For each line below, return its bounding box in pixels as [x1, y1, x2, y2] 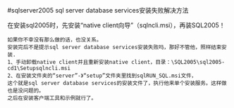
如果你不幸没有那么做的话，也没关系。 [7, 36, 102, 43]
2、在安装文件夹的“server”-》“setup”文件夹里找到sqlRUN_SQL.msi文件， [7, 72, 197, 79]
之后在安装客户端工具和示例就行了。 [7, 95, 97, 102]
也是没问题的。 [7, 87, 44, 94]
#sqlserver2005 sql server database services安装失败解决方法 [7, 6, 189, 14]
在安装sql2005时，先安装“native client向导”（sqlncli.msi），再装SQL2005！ [7, 21, 226, 29]
